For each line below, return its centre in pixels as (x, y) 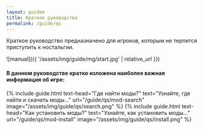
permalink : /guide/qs (34, 23)
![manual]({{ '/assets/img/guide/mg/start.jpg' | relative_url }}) (83, 59)
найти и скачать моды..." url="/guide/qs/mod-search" (76, 100)
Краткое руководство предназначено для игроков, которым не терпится (102, 41)
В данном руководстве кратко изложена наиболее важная (86, 73)
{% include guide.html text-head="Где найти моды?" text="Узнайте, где (98, 93)
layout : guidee (26, 12)
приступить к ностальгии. (40, 47)
